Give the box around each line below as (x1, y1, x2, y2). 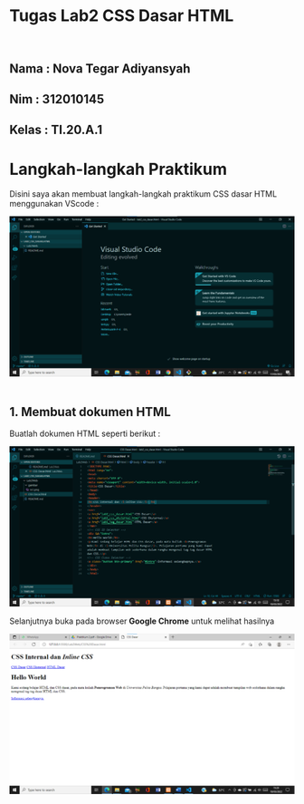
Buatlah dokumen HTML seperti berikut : (9, 428, 161, 440)
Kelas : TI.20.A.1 (9, 122, 102, 138)
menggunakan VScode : (9, 199, 100, 209)
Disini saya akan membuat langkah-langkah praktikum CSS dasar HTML (9, 189, 278, 199)
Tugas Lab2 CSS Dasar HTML (9, 5, 234, 26)
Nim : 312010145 (9, 92, 105, 107)
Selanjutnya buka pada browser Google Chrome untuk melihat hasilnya (9, 615, 275, 626)
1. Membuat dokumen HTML (9, 404, 172, 420)
